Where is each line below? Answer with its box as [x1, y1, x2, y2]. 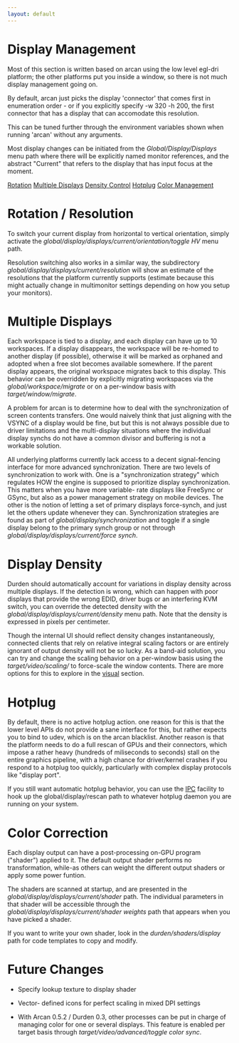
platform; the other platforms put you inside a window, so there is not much [7, 72, 228, 81]
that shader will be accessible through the [7, 900, 130, 909]
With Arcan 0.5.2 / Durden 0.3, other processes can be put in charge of [17, 1013, 226, 1022]
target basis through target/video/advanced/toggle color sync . [17, 1028, 202, 1037]
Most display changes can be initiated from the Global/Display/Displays [7, 144, 217, 153]
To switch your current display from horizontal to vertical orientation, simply [7, 229, 230, 237]
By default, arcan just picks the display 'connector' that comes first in [7, 93, 211, 102]
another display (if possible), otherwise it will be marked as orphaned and [7, 352, 223, 361]
